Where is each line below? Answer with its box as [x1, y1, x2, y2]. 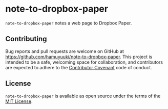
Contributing [5, 35, 47, 43]
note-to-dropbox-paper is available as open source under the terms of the [5, 93, 161, 99]
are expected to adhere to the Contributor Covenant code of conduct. [5, 64, 152, 70]
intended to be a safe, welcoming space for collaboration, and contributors [5, 59, 163, 65]
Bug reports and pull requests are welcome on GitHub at [5, 48, 124, 54]
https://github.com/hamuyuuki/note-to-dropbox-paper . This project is [5, 53, 153, 60]
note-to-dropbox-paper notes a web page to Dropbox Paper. [5, 20, 132, 26]
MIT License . [5, 98, 33, 104]
